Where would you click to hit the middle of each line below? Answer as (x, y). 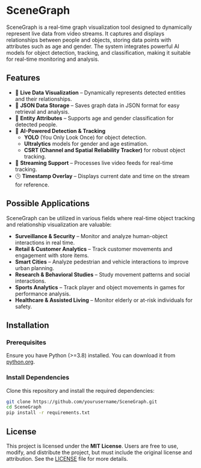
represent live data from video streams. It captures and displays (85, 33)
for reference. (32, 185)
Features (23, 78)
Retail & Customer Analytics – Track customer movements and (94, 249)
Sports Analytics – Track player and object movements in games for (100, 287)
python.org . (20, 362)
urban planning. (34, 268)
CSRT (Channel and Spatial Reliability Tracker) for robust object (104, 150)
